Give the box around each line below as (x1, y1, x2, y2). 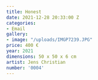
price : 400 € (6, 43, 39, 49)
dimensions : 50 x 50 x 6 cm (6, 54, 77, 60)
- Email (6, 25, 26, 32)
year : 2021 (6, 48, 34, 54)
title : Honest (6, 8, 42, 15)
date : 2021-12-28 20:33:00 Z (6, 14, 79, 20)
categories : (6, 20, 36, 26)
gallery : (6, 31, 28, 37)
